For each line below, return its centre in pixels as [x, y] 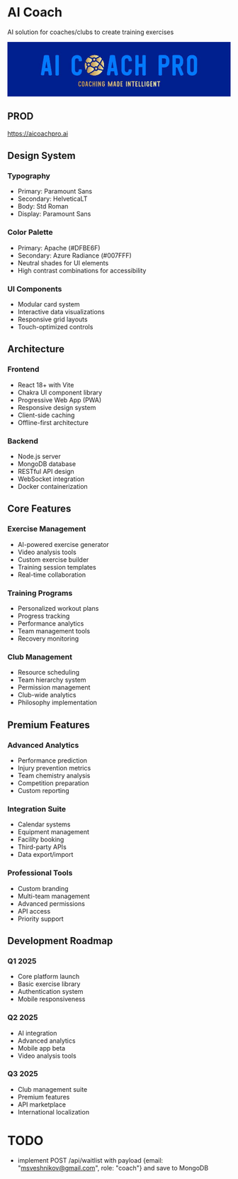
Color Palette [30, 233]
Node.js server [39, 456]
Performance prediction [52, 760]
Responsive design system [57, 407]
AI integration [37, 1033]
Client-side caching [46, 415]
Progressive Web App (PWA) [59, 400]
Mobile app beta [41, 1048]
